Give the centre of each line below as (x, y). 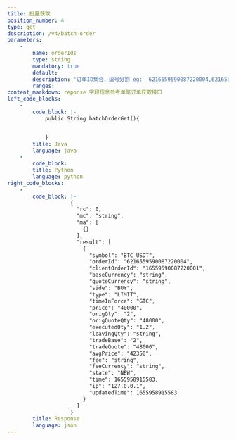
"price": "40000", (116, 308)
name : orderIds (55, 54)
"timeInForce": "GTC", (122, 301)
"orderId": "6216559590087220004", (141, 262)
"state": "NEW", (113, 373)
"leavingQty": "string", (125, 334)
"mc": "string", (100, 216)
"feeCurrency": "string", (127, 367)
